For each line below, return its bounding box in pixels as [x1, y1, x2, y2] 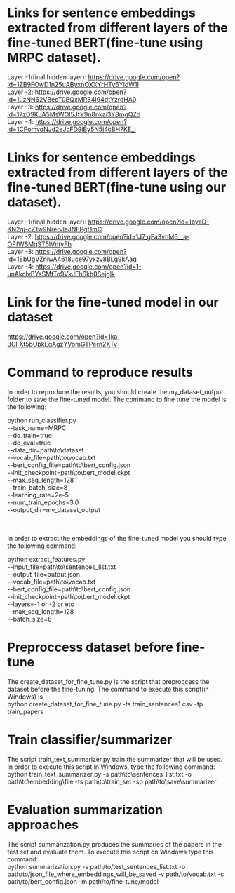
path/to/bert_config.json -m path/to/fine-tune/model [7, 877, 159, 885]
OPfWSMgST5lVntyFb [7, 240, 72, 248]
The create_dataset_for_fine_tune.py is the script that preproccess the [7, 677, 210, 685]
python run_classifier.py [7, 416, 76, 424]
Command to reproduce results [7, 365, 193, 380]
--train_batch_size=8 [7, 483, 68, 492]
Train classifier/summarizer [7, 732, 173, 748]
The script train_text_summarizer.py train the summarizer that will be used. [7, 755, 223, 763]
